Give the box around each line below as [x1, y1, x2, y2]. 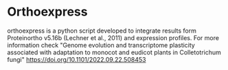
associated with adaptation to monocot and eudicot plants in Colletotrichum [7, 48, 222, 56]
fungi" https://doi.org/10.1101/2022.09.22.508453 [7, 55, 146, 63]
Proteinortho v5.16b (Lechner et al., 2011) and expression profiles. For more [7, 33, 220, 41]
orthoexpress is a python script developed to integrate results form [7, 27, 197, 35]
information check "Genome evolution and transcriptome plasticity [7, 41, 196, 49]
